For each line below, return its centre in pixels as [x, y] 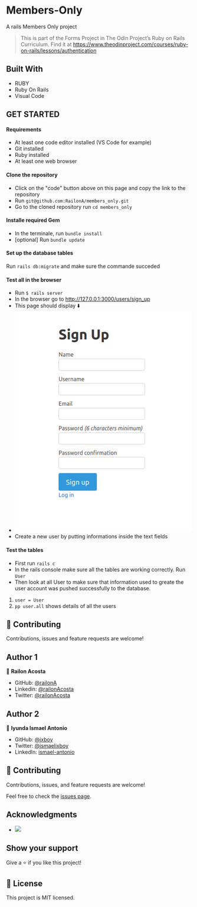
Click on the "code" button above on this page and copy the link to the [100, 188]
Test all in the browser [34, 280]
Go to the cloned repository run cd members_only [73, 206]
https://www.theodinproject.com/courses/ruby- [131, 44]
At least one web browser [46, 161]
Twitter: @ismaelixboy [42, 746]
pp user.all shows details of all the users [65, 606]
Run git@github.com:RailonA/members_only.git [72, 201]
